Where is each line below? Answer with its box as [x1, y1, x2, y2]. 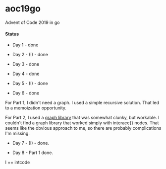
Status [5, 31, 19, 37]
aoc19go [5, 3, 41, 14]
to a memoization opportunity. [5, 105, 67, 111]
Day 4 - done [12, 71, 40, 77]
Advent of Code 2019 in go [5, 19, 60, 25]
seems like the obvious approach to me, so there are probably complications [5, 125, 162, 131]
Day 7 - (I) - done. [12, 140, 50, 146]
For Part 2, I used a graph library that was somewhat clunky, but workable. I [5, 115, 160, 121]
